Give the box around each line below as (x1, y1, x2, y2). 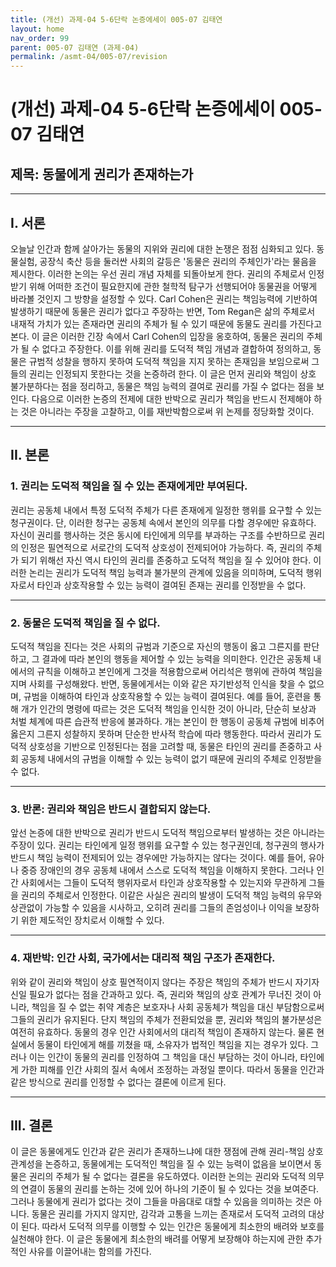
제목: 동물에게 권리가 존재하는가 (10, 166, 194, 183)
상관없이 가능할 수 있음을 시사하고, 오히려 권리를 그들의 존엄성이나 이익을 (10, 902, 293, 914)
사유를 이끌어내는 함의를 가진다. (28, 1246, 152, 1258)
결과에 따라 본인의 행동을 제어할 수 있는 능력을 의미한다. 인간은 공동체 (41, 652, 312, 665)
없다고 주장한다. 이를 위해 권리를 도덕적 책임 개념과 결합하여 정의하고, (41, 342, 312, 355)
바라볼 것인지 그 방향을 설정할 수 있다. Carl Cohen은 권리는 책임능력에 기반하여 (10, 292, 318, 305)
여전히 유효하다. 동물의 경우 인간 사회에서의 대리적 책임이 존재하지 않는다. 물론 (10, 1026, 315, 1038)
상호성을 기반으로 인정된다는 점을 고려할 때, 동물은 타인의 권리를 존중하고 (28, 740, 312, 752)
